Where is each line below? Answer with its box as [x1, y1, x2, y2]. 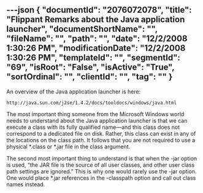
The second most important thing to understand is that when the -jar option [6, 155, 197, 162]
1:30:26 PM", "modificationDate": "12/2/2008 [6, 43, 186, 54]
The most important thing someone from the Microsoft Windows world [6, 110, 185, 118]
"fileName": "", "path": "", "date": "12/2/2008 [6, 34, 188, 44]
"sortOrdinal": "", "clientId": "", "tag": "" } [6, 71, 173, 82]
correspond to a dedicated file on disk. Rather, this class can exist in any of [6, 129, 196, 137]
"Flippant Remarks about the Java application [6, 15, 185, 25]
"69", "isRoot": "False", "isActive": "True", [6, 62, 175, 73]
